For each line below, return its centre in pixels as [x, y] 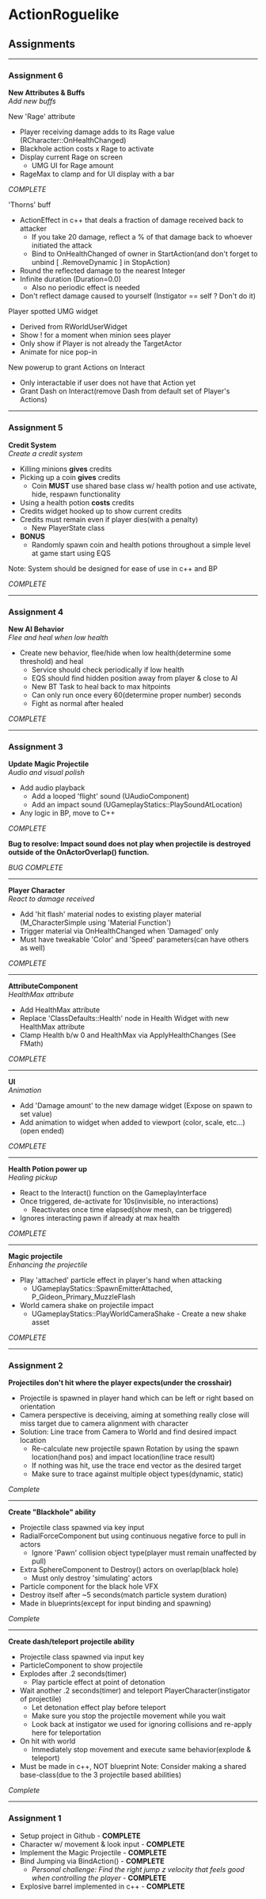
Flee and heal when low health [58, 637]
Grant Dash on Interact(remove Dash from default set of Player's [125, 391]
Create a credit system [46, 453]
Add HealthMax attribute [60, 1010]
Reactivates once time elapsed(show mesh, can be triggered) [132, 1210]
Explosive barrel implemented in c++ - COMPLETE [102, 1886]
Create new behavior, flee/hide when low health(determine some [125, 653]
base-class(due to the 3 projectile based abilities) [101, 1775]
